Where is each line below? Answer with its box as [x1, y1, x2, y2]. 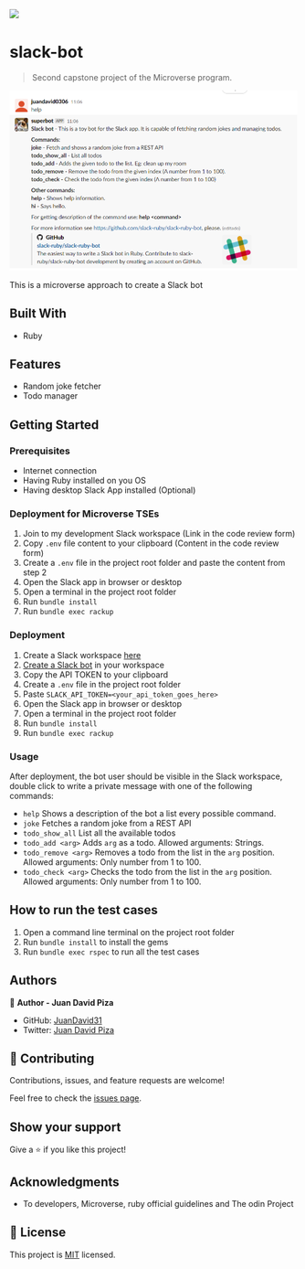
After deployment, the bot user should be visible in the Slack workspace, [9, 771, 283, 782]
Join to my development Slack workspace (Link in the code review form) [22, 528, 296, 539]
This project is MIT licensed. [9, 1249, 116, 1260]
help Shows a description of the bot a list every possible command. [22, 808, 277, 818]
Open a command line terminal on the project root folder [22, 926, 235, 937]
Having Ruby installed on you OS [22, 475, 146, 486]
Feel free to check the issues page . [9, 1093, 142, 1104]
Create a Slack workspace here [22, 649, 142, 660]
